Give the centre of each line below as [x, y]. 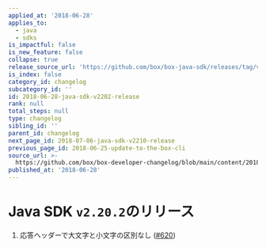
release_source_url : [42, 67]
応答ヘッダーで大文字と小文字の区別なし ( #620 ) [98, 235]
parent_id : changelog [44, 133]
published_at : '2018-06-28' [55, 170]
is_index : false [35, 74]
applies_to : [28, 23]
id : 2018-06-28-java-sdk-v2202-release [74, 97]
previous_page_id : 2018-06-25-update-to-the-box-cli [97, 148]
